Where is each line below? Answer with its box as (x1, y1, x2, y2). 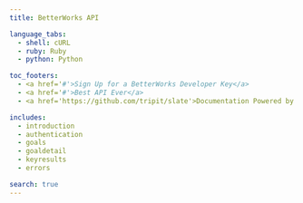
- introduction (17, 121, 75, 130)
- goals (17, 138, 47, 148)
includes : (9, 112, 47, 122)
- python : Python (17, 55, 83, 64)
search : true (9, 179, 59, 188)
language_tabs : (9, 29, 67, 39)
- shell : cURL (17, 38, 71, 47)
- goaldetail (17, 147, 67, 156)
